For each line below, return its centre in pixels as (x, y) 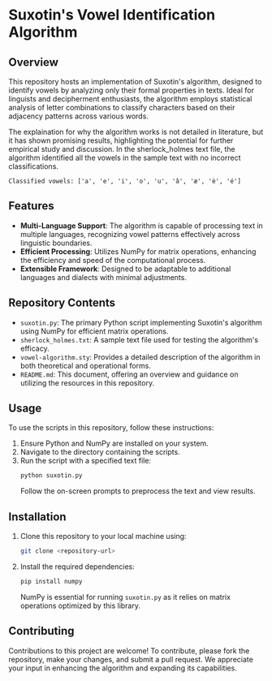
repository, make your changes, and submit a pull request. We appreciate (131, 659)
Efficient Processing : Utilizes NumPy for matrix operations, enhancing (138, 251)
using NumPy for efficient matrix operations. (94, 331)
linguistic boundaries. (56, 243)
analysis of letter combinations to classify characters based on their (122, 108)
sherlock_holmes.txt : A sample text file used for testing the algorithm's (139, 339)
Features (31, 206)
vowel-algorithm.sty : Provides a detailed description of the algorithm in (140, 357)
